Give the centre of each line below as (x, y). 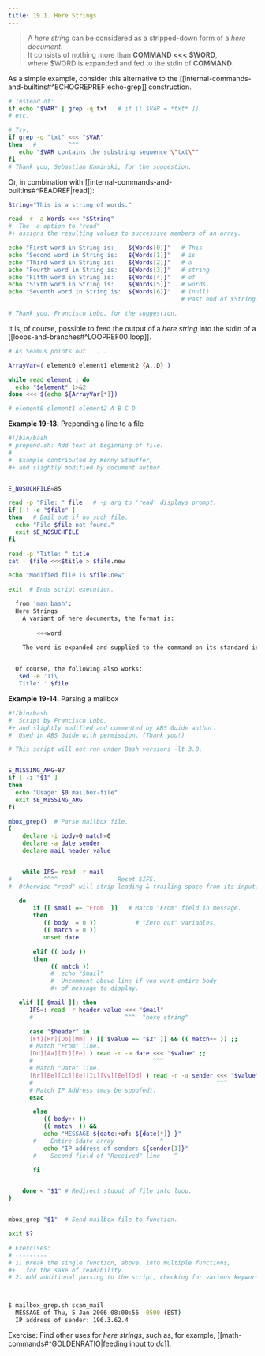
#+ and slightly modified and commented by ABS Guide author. (112, 728)
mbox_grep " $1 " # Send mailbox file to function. (93, 1220)
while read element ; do (49, 379)
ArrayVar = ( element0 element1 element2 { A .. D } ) (90, 365)
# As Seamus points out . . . (58, 351)
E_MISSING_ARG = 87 (37, 771)
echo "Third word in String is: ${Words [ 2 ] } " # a (100, 262)
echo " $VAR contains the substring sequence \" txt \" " (109, 152)
